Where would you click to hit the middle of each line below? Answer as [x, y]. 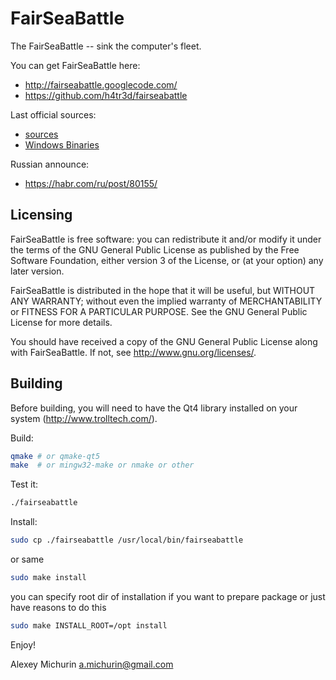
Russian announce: [50, 164]
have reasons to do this [58, 607]
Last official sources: [53, 114]
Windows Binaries [62, 144]
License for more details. [61, 322]
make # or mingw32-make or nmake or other [102, 465]
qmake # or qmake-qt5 [55, 456]
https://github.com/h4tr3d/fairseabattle [106, 95]
